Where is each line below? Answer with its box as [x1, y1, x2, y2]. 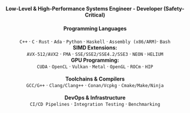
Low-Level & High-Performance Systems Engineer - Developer [5, 5, 163, 12]
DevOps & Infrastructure [64, 94, 126, 101]
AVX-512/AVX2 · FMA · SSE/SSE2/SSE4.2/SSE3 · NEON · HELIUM [27, 51, 163, 58]
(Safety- [163, 5, 185, 12]
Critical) [84, 11, 106, 18]
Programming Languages [63, 25, 127, 32]
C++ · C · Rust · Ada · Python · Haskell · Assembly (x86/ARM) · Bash [19, 38, 171, 45]
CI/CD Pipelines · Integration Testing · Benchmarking [30, 101, 160, 108]
